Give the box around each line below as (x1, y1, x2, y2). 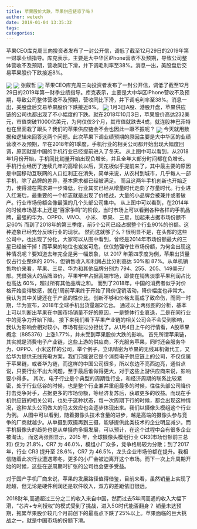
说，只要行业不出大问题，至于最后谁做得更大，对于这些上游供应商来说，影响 (6, 367, 191, 374)
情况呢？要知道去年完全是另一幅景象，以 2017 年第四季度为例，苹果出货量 (11, 250, 190, 257)
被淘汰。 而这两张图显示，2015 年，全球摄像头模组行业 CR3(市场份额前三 (6, 433, 184, 440)
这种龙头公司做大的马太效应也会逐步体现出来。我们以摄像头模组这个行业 (16, 404, 191, 411)
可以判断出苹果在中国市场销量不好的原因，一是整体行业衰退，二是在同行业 (11, 309, 191, 316)
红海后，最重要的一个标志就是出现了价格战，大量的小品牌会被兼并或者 (11, 192, 181, 199)
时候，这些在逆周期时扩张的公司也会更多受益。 (16, 462, 130, 469)
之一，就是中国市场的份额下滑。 (11, 517, 89, 524)
